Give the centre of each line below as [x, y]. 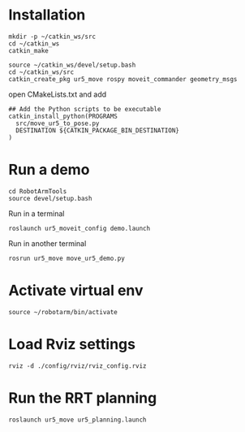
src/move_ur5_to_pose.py [58, 123]
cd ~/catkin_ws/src [41, 72]
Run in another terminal [47, 243]
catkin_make [28, 50]
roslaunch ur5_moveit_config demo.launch [80, 228]
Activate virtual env [76, 291]
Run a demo [49, 170]
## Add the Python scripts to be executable [85, 109]
